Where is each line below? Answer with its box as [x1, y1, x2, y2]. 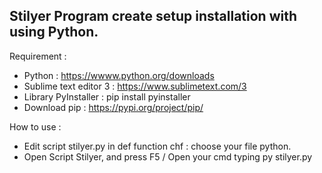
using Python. [9, 24, 99, 41]
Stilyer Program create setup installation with [9, 8, 297, 25]
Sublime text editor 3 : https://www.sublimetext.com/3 [23, 80, 247, 92]
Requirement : [9, 50, 67, 62]
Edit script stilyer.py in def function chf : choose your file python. [23, 140, 292, 152]
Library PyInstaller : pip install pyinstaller [23, 90, 191, 103]
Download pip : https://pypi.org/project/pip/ [23, 101, 204, 113]
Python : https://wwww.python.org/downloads [23, 69, 215, 81]
